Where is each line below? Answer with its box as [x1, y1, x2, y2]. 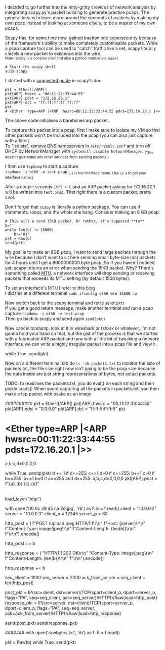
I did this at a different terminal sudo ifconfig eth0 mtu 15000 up [5, 290, 137, 296]
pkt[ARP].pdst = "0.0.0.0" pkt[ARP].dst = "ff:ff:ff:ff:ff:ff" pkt [5, 406, 125, 412]
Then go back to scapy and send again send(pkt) [5, 316, 106, 322]
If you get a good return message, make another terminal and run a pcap [5, 305, 153, 311]
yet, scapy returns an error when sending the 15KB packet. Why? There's [5, 265, 154, 271]
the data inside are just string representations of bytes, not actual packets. [5, 371, 157, 377]
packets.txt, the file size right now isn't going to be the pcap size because [5, 365, 156, 371]
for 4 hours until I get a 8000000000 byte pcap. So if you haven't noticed [5, 260, 155, 266]
